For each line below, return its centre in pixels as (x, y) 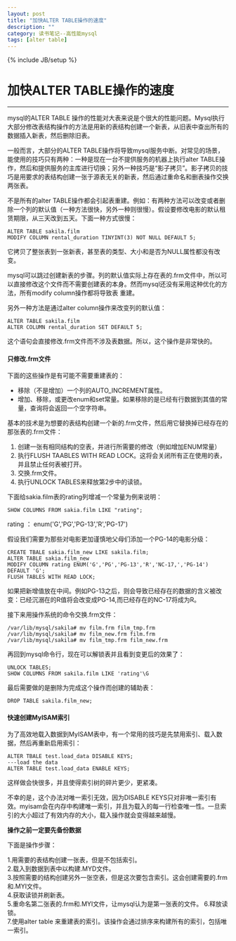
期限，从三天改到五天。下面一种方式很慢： (75, 218)
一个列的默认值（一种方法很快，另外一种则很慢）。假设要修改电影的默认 (116, 210)
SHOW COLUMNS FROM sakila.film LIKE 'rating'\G (78, 674)
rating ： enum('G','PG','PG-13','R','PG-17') (68, 524)
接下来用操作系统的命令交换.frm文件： (63, 615)
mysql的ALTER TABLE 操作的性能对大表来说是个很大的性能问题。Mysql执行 (116, 118)
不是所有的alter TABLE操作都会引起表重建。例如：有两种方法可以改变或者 (113, 200)
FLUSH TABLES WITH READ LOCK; (52, 577)
